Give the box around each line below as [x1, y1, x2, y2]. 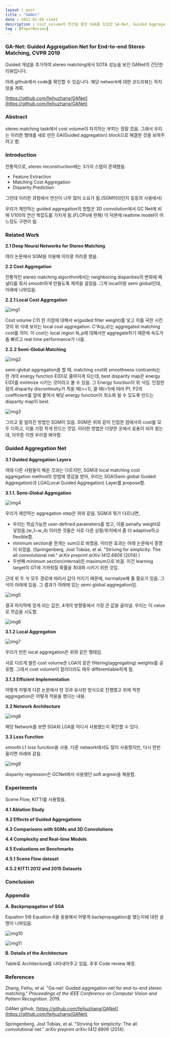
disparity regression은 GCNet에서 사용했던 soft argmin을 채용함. [5, 771, 136, 777]
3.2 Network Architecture [5, 703, 61, 709]
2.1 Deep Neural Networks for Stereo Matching [5, 243, 106, 249]
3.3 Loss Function [5, 734, 44, 740]
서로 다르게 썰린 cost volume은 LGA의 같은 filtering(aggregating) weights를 [5, 659, 158, 666]
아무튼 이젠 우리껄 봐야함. [12, 432, 62, 438]
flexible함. [12, 533, 34, 540]
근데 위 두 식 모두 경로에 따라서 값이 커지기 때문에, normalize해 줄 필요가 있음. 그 [5, 575, 165, 581]
